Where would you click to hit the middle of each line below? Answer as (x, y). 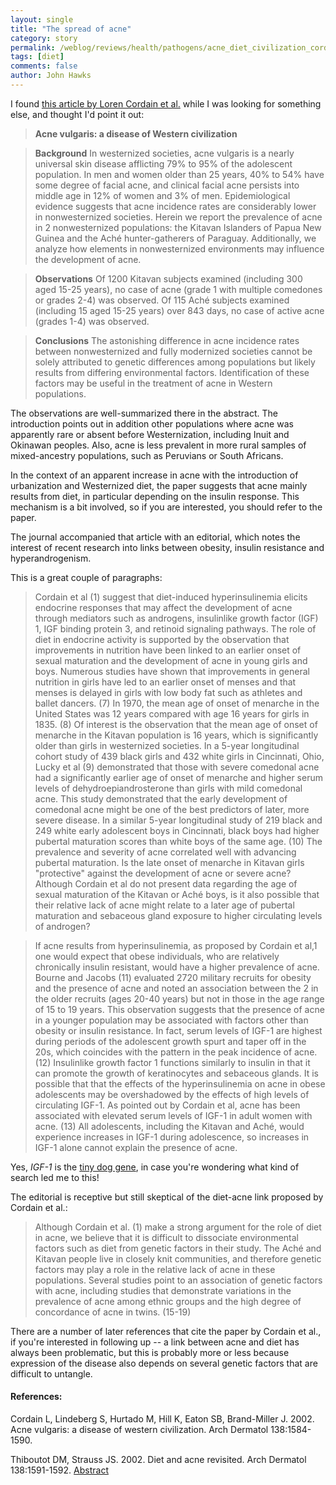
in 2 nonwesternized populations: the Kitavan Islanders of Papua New (178, 227)
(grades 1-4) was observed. (92, 321)
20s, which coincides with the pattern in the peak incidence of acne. (176, 1052)
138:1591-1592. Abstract (59, 1470)
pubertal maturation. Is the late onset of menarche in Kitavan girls (169, 862)
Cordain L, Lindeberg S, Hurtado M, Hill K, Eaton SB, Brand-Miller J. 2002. (162, 1419)
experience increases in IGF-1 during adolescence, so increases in (172, 1137)
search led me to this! (55, 1177)
